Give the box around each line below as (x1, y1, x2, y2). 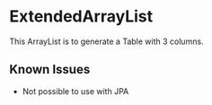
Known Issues (9, 62, 91, 77)
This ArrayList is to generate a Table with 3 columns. (9, 36, 204, 47)
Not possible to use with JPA (22, 85, 129, 96)
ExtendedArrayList (9, 6, 154, 27)
